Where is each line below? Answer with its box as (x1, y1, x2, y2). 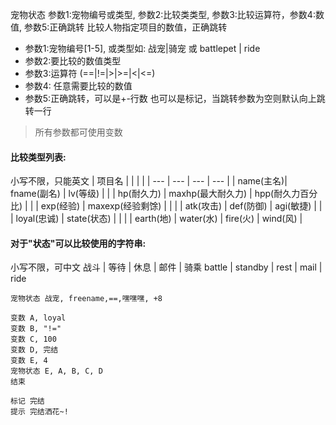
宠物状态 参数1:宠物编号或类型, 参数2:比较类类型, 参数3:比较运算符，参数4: (10, 9, 316, 20)
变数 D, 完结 (10, 345, 59, 355)
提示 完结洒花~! (10, 407, 69, 417)
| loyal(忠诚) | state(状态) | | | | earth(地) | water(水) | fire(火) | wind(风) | (10, 213, 303, 225)
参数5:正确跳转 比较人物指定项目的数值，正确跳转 (23, 21, 228, 33)
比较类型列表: (10, 151, 67, 163)
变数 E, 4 (10, 356, 48, 366)
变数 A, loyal (10, 313, 67, 323)
